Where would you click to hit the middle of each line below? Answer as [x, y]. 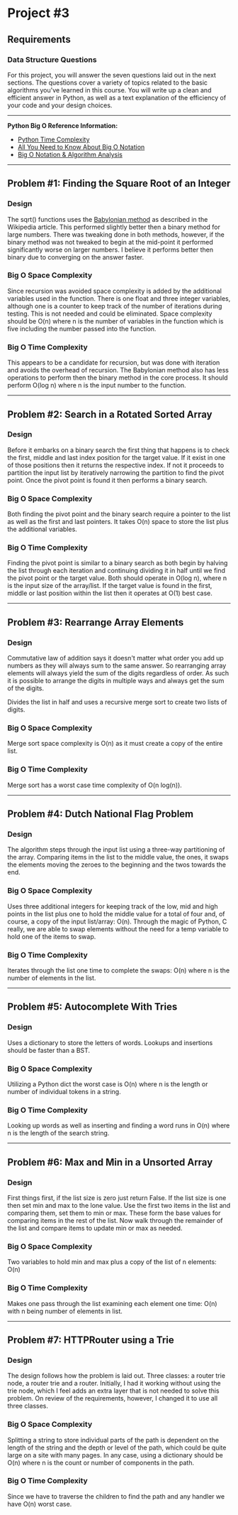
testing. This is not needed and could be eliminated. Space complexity [110, 314]
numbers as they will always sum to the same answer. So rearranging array [117, 665]
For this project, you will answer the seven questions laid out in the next [112, 75]
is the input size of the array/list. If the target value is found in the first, [110, 586]
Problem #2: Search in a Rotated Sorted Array [110, 414]
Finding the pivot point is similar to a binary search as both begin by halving [118, 563]
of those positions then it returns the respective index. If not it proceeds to [116, 465]
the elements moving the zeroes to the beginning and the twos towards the [117, 864]
